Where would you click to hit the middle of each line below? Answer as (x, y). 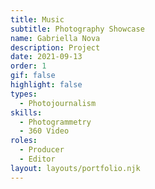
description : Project (55, 47)
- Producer (42, 150)
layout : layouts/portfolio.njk (75, 168)
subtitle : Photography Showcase (77, 29)
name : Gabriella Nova (55, 38)
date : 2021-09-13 (46, 57)
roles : (24, 141)
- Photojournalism (58, 103)
